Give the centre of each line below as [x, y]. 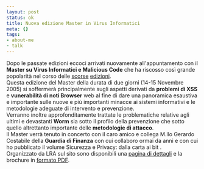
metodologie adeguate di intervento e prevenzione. [71, 108]
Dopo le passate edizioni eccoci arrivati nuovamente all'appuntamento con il [102, 63]
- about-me [20, 40]
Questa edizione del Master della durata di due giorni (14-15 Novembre [95, 82]
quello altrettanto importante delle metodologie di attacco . [80, 128]
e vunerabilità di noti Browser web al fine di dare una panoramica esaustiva [102, 95]
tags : [13, 35]
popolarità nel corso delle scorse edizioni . [59, 76]
